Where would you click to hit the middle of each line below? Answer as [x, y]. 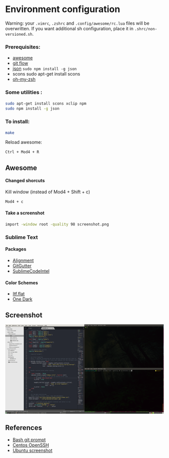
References [24, 428]
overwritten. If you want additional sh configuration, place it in [69, 28]
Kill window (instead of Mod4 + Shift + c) [48, 192]
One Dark [22, 299]
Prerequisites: [23, 47]
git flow [20, 63]
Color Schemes [22, 282]
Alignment [23, 260]
